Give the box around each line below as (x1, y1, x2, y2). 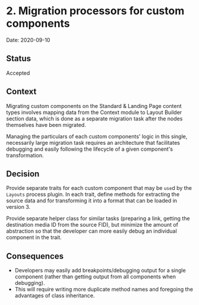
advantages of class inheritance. (14, 292, 95, 299)
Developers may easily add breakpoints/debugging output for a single (14, 267, 186, 274)
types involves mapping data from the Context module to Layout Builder (6, 109, 182, 116)
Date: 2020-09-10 (6, 36, 50, 43)
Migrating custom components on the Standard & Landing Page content (6, 102, 182, 109)
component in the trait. (6, 234, 62, 241)
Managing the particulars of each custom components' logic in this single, (6, 132, 188, 140)
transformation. (6, 151, 44, 158)
